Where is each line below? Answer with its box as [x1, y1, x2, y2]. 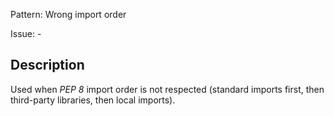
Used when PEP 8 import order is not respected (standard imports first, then [10, 83, 325, 95]
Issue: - [10, 28, 42, 39]
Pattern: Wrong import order [10, 9, 127, 20]
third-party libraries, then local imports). [10, 94, 176, 106]
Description [10, 57, 85, 74]
